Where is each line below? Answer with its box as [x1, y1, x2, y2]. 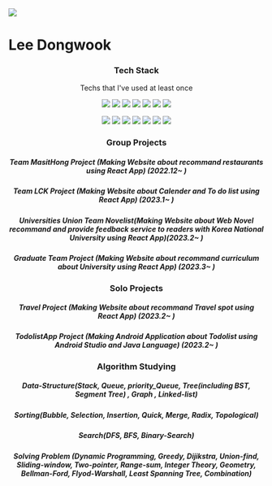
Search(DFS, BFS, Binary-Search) [78, 431, 195, 440]
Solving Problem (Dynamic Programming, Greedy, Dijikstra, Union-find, [13, 451, 260, 461]
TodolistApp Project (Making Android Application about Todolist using [15, 332, 258, 341]
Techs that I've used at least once [80, 83, 193, 93]
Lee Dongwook [8, 36, 112, 54]
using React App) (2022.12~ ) [86, 166, 187, 176]
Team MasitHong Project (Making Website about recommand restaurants [9, 158, 264, 167]
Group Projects [106, 137, 167, 149]
